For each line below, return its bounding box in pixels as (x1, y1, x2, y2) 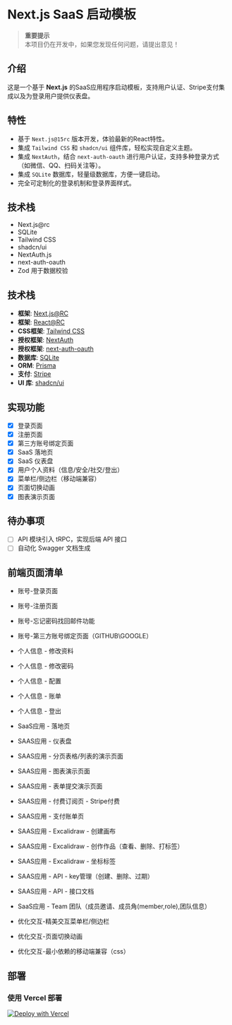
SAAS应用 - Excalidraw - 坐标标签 (17, 857, 116, 866)
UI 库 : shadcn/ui (17, 379, 65, 387)
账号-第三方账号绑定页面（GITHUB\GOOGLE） (17, 632, 153, 640)
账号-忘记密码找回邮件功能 (17, 616, 95, 626)
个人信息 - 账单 (17, 692, 62, 701)
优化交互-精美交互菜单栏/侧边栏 (17, 917, 110, 926)
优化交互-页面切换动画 (17, 932, 83, 941)
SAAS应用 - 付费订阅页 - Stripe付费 (17, 797, 121, 806)
